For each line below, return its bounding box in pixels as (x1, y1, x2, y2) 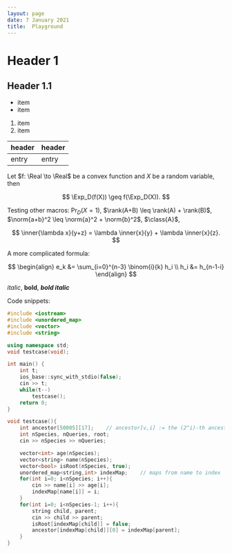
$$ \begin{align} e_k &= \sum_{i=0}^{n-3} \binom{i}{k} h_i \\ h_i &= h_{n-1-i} (8, 263, 224, 271)
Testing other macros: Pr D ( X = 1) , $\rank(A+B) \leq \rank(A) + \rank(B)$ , (7, 206, 213, 216)
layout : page (7, 10, 45, 17)
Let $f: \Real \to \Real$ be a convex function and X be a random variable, (7, 172, 215, 180)
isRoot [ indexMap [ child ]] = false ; (32, 521, 131, 527)
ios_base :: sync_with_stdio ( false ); (19, 373, 122, 380)
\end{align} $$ (95, 270, 137, 278)
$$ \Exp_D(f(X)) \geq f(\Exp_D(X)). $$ (61, 193, 171, 201)
